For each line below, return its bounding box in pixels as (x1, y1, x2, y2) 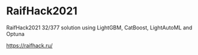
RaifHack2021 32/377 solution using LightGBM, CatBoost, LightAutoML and (6, 24, 193, 31)
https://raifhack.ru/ (6, 42, 53, 49)
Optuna (6, 30, 25, 37)
